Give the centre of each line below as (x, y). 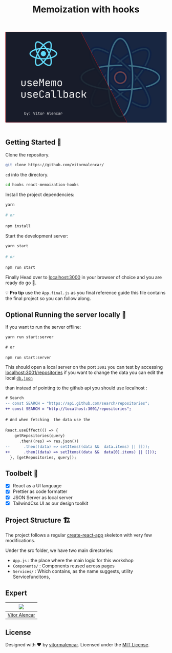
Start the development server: (37, 236)
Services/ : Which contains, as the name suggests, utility (73, 571)
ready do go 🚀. (21, 283)
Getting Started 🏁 (34, 142)
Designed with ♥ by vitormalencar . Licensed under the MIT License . (78, 645)
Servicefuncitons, (31, 577)
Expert (16, 593)
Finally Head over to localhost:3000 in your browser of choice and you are (84, 278)
